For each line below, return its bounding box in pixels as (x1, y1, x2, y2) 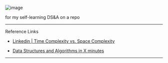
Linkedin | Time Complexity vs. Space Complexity (12, 38, 115, 44)
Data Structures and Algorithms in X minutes (12, 48, 104, 54)
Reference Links (5, 29, 39, 34)
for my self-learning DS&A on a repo (5, 14, 80, 20)
